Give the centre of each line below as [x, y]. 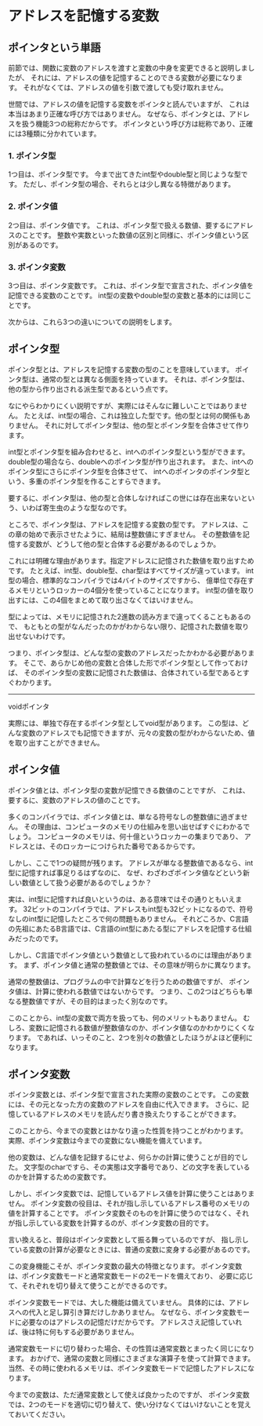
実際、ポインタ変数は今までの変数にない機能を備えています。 [107, 1141]
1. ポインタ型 [32, 155]
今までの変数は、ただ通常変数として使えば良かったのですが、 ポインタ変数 [129, 1395]
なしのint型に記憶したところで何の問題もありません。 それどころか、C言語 [128, 918]
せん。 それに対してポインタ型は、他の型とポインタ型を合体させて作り [136, 425]
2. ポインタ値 [33, 206]
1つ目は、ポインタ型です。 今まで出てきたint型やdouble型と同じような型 [124, 174]
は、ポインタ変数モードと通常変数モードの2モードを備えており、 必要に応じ [131, 1276]
